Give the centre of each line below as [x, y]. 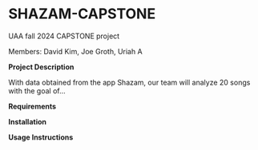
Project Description [41, 67]
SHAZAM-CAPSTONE [82, 14]
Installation [27, 121]
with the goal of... [37, 91]
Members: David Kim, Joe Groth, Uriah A [75, 51]
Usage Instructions [41, 137]
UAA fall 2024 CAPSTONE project [64, 36]
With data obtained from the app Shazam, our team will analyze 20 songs [129, 82]
